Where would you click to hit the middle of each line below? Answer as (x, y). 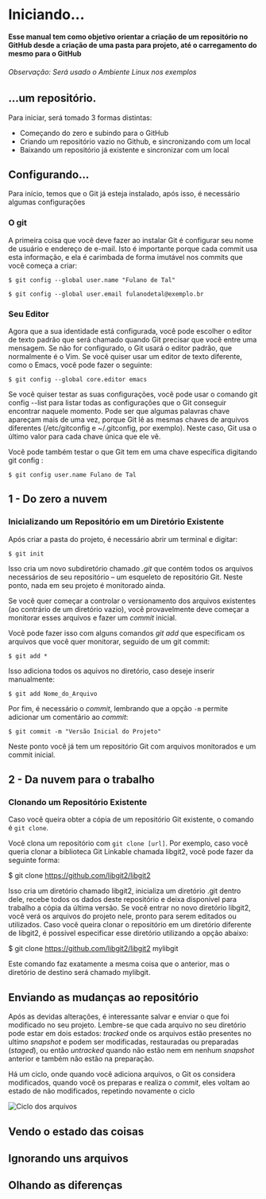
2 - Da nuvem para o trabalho (81, 780)
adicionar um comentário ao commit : (68, 717)
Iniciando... (46, 15)
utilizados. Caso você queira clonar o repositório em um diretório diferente (130, 925)
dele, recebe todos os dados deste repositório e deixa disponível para (122, 899)
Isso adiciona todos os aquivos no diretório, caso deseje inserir (112, 671)
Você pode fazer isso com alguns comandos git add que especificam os (127, 632)
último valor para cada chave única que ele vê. (85, 436)
